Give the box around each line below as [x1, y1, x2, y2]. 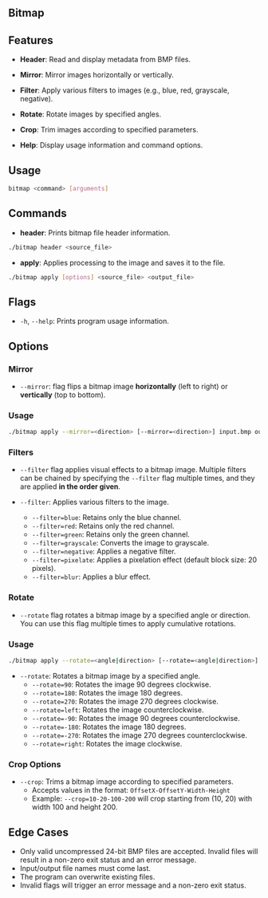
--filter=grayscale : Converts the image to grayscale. [31, 538, 210, 548]
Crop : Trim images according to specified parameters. [19, 125, 199, 135]
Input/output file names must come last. [19, 864, 152, 872]
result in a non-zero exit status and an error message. [19, 855, 197, 865]
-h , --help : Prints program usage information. [19, 317, 170, 326]
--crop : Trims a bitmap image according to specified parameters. [19, 777, 234, 786]
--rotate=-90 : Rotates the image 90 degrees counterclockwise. [31, 713, 241, 723]
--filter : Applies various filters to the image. [19, 498, 169, 507]
